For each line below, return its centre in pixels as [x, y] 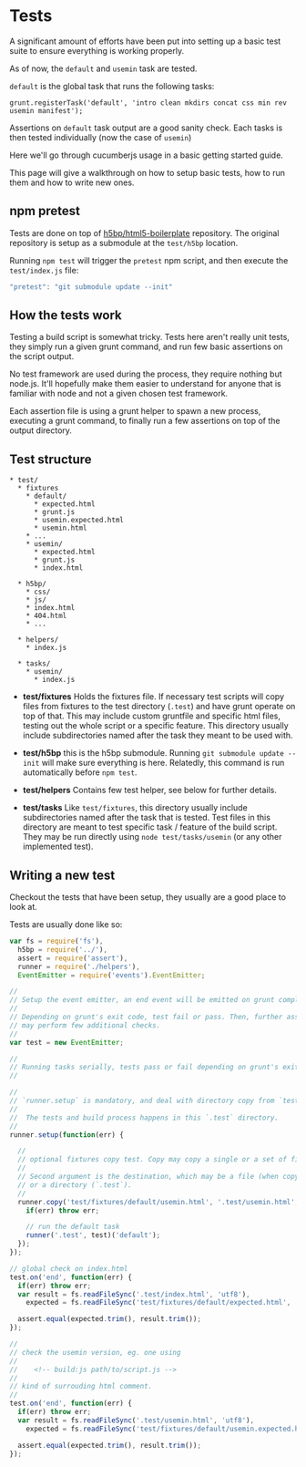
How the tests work [66, 315]
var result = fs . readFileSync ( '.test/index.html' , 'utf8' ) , [134, 1294]
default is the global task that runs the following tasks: [112, 86]
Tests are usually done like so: [66, 925]
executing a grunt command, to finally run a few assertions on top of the [145, 421]
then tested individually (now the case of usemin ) [101, 137]
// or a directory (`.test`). [75, 1185]
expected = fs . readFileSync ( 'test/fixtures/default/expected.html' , [158, 1303]
